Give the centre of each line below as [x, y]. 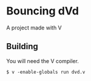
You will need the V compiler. [42, 61]
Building [22, 46]
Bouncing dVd [42, 11]
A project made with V [34, 28]
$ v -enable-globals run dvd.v [46, 72]
